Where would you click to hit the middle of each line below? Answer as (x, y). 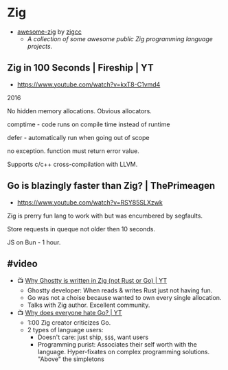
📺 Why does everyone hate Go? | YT (69, 313)
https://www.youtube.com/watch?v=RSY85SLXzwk (90, 202)
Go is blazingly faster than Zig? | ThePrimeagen (111, 186)
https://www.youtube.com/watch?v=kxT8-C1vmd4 (89, 84)
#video (22, 263)
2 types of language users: (65, 330)
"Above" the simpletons (71, 359)
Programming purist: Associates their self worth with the (117, 345)
